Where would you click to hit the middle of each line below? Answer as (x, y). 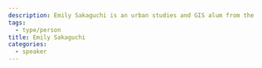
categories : (27, 45)
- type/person (38, 30)
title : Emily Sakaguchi (47, 37)
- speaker (31, 52)
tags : (17, 23)
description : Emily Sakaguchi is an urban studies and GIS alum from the (131, 15)
